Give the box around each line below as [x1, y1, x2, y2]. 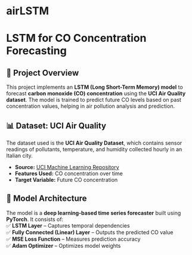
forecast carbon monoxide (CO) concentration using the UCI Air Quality [6, 90, 186, 97]
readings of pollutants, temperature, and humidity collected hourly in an [6, 146, 182, 153]
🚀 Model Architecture [6, 194, 88, 204]
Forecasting [6, 44, 67, 58]
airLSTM [6, 4, 49, 18]
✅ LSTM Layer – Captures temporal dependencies [6, 222, 130, 229]
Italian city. [6, 152, 33, 159]
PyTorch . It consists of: [6, 216, 64, 223]
